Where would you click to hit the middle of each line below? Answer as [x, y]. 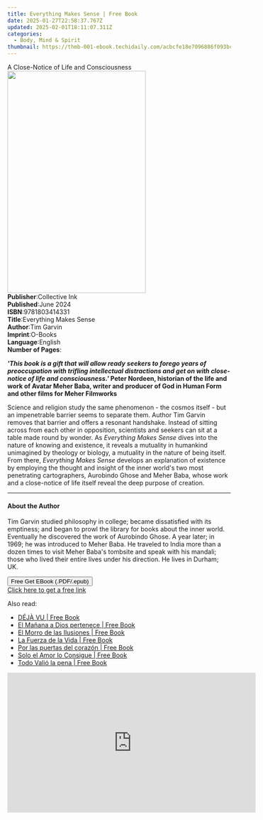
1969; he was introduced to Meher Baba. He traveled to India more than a [114, 544]
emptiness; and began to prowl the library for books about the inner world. [116, 529]
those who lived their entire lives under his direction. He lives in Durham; [113, 559]
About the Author [34, 506]
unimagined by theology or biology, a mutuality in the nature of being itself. [117, 453]
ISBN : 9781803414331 [39, 312]
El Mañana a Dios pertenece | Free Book [77, 625]
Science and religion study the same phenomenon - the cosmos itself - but [117, 407]
